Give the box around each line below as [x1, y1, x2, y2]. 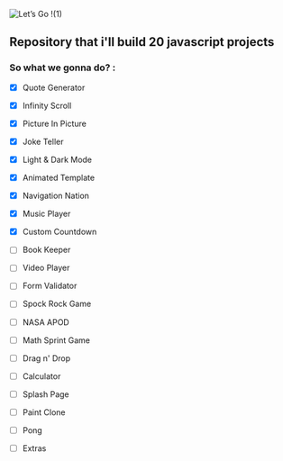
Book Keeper [22, 244, 71, 256]
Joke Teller [22, 136, 64, 147]
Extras [22, 442, 47, 454]
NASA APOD [22, 316, 69, 328]
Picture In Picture [22, 118, 87, 129]
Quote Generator [22, 82, 86, 93]
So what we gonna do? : [9, 61, 116, 74]
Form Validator [22, 280, 78, 292]
